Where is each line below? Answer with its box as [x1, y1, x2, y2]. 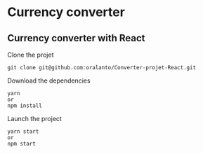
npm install [7, 102, 42, 109]
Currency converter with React [7, 32, 145, 44]
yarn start [7, 128, 39, 135]
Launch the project [7, 115, 62, 122]
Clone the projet [7, 50, 54, 59]
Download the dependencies [7, 76, 91, 85]
